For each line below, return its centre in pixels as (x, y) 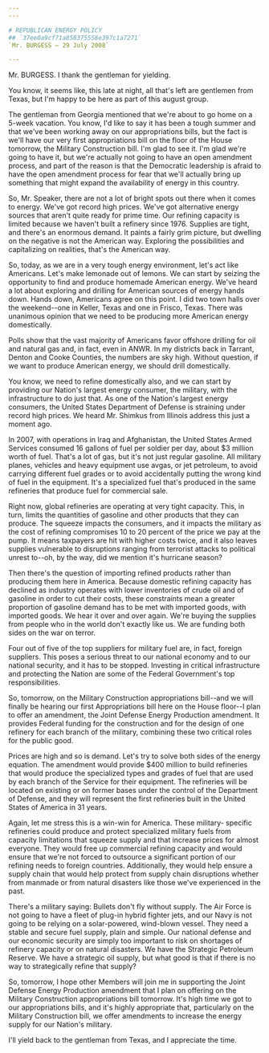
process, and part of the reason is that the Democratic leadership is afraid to (135, 166)
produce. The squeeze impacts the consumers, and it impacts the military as (135, 523)
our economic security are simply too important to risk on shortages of (125, 941)
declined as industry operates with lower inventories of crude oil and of (126, 590)
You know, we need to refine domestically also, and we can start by (120, 381)
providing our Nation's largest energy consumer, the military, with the (123, 390)
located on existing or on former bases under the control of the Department (133, 791)
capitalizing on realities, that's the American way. (90, 250)
